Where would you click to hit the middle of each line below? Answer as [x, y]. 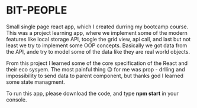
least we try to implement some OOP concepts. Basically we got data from [97, 45]
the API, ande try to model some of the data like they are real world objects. [98, 51]
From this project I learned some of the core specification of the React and [97, 63]
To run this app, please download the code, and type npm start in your [93, 93]
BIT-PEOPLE [37, 10]
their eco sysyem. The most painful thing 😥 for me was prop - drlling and [96, 69]
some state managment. [35, 82]
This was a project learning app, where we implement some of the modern [97, 32]
